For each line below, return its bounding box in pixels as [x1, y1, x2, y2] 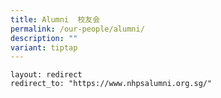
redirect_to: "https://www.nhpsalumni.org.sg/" [10, 79, 213, 89]
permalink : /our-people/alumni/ [10, 24, 145, 34]
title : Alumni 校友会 [10, 14, 101, 25]
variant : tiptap [10, 42, 78, 53]
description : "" [10, 33, 78, 43]
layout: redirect [10, 70, 83, 80]
